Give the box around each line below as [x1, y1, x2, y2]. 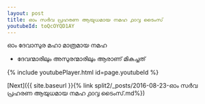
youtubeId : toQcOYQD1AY [7, 22, 75, 29]
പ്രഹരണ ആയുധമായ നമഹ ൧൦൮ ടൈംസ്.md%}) [7, 89, 146, 97]
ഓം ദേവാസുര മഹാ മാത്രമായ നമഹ [7, 41, 107, 50]
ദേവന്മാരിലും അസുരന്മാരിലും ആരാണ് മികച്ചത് [16, 55, 146, 63]
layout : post [7, 10, 44, 17]
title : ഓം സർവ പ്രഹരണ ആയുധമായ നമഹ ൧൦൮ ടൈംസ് [7, 16, 163, 23]
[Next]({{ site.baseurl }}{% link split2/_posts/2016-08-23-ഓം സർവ [7, 82, 198, 90]
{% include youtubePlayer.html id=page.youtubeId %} [7, 69, 159, 77]
